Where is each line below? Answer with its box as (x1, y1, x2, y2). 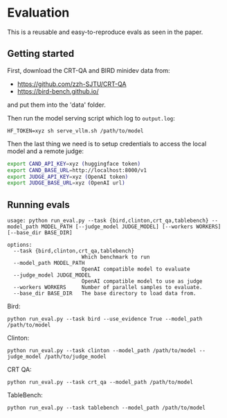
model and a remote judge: (7, 147, 84, 155)
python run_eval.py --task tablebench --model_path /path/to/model (7, 404, 206, 412)
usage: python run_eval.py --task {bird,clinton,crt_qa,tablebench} (7, 217, 209, 225)
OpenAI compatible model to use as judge (81, 278, 203, 285)
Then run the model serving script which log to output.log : (7, 114, 175, 122)
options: (7, 241, 33, 249)
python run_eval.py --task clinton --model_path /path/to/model (7, 347, 197, 354)
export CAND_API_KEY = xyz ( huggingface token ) (7, 160, 140, 167)
